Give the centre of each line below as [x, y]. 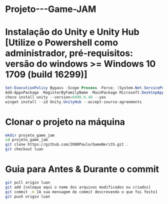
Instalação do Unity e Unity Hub [72, 32]
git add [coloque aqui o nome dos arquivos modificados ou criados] [78, 187]
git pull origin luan [28, 182]
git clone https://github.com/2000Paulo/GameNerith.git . [67, 144]
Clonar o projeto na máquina [65, 122]
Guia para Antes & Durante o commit [82, 169]
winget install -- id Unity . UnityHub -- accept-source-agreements [73, 102]
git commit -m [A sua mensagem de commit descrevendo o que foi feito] [81, 192]
